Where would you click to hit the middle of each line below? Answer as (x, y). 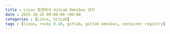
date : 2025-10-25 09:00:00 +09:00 (43, 14)
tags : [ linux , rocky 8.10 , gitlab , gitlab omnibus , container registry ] (86, 24)
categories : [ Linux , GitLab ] (38, 19)
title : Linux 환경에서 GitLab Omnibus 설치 (50, 10)
